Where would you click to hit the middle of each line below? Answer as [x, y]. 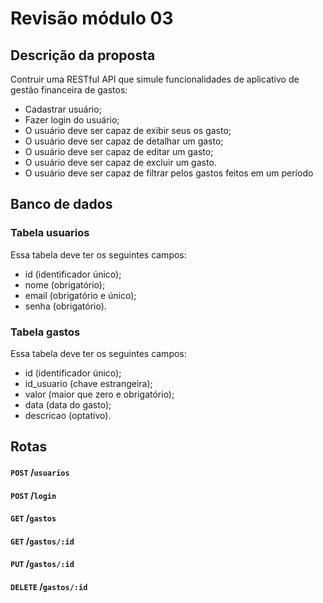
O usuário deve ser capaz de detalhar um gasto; [124, 141]
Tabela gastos [45, 332]
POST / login [33, 495]
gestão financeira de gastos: [69, 90]
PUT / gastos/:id [42, 564]
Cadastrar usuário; [63, 109]
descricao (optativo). [68, 415]
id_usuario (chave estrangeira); [88, 383]
